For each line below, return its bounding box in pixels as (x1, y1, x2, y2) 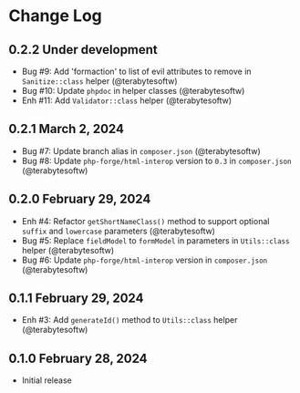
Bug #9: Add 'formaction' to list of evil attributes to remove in (21, 66, 252, 77)
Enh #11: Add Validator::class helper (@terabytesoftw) (21, 95, 233, 106)
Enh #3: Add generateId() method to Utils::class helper (21, 315, 238, 326)
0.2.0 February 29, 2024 (8, 191, 151, 207)
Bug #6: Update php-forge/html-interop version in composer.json (21, 254, 268, 265)
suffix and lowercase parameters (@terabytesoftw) (21, 225, 216, 236)
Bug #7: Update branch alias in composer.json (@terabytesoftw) (21, 145, 261, 156)
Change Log (8, 5, 102, 26)
